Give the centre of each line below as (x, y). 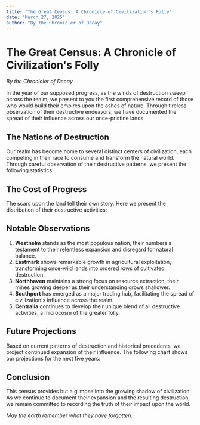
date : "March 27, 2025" (36, 17)
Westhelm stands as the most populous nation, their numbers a (93, 243)
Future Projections (41, 331)
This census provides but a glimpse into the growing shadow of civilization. (99, 392)
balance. (26, 255)
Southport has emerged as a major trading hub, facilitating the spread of (104, 293)
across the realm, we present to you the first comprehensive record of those (100, 100)
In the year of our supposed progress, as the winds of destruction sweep (96, 93)
